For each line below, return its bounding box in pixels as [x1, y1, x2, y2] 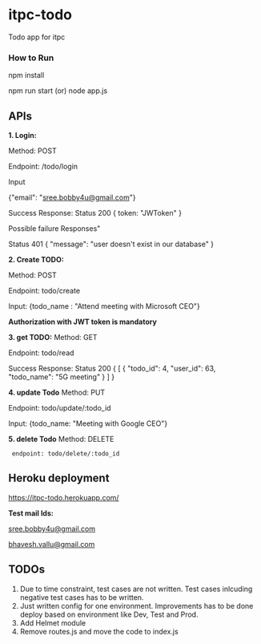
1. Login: [8, 131, 38, 140]
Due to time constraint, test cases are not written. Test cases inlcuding [19, 584, 253, 593]
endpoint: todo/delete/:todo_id [11, 450, 120, 458]
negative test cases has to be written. [19, 592, 144, 602]
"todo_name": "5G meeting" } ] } [8, 372, 115, 382]
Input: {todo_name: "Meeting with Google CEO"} [8, 419, 168, 428]
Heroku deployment [8, 472, 110, 485]
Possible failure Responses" [8, 224, 101, 233]
